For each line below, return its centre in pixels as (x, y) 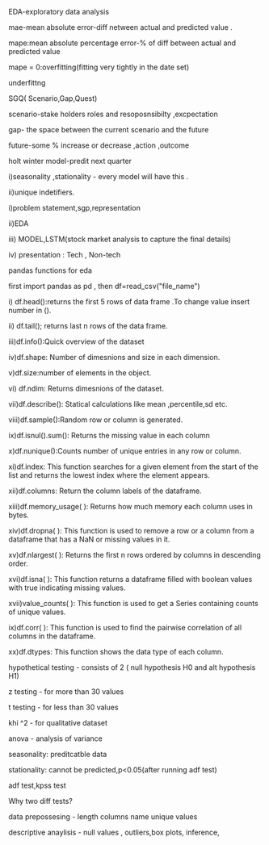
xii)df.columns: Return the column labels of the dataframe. (105, 491)
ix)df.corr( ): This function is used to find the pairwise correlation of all (125, 627)
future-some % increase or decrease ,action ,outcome (99, 145)
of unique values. (37, 612)
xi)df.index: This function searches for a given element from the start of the (133, 466)
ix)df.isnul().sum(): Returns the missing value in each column (109, 435)
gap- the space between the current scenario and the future (109, 130)
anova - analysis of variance (55, 738)
